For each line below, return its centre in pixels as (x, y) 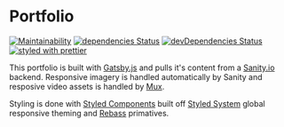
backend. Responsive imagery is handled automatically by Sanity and (136, 76)
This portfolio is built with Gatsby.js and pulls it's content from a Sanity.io (142, 67)
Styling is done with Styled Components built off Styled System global (137, 103)
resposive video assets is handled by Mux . (87, 86)
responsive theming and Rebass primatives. (89, 113)
